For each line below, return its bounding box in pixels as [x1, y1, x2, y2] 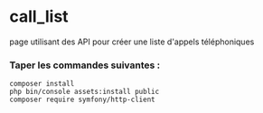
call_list [9, 6, 70, 27]
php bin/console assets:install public [9, 88, 160, 97]
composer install [9, 80, 75, 89]
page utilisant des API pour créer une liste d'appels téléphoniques [9, 36, 255, 47]
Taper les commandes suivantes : [9, 59, 161, 71]
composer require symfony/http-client [9, 95, 155, 105]
